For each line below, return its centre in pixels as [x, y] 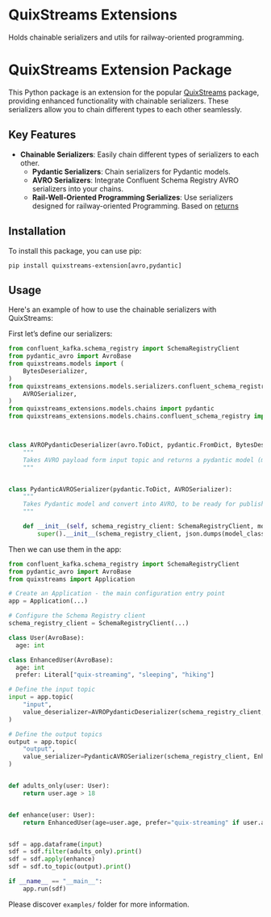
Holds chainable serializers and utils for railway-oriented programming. [126, 37]
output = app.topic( [43, 742]
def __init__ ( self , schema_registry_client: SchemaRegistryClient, [138, 527]
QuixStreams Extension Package [120, 70]
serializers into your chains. [78, 188]
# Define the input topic [52, 690]
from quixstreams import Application [72, 579]
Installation [37, 231]
